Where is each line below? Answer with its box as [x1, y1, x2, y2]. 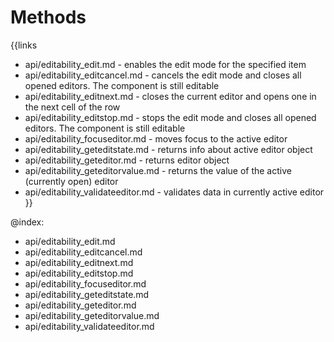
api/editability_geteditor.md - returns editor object [24, 154, 230, 166]
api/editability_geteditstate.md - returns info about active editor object [24, 143, 313, 155]
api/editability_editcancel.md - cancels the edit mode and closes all [24, 69, 302, 81]
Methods [10, 6, 87, 29]
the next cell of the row [24, 101, 121, 113]
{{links [10, 39, 38, 51]
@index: [10, 216, 45, 228]
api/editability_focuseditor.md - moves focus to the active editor [24, 132, 288, 145]
